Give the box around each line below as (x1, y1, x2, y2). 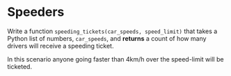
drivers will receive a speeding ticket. (7, 41, 114, 50)
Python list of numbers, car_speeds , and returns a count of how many (7, 34, 207, 42)
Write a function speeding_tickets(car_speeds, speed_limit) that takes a (7, 27, 218, 35)
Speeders (7, 4, 65, 20)
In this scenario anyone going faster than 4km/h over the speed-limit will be (7, 55, 224, 63)
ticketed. (7, 62, 33, 70)
